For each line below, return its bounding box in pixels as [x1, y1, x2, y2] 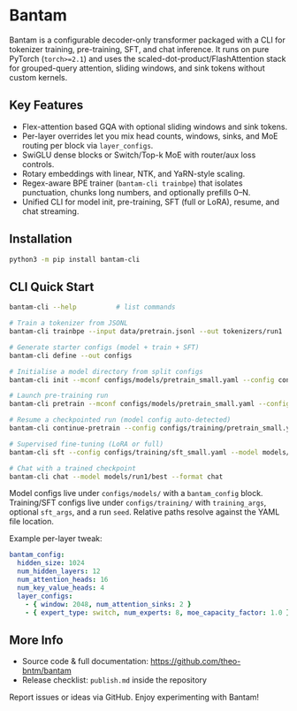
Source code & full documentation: [21, 656, 148, 667]
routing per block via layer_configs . [21, 140, 154, 150]
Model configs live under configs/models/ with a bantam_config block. [9, 488, 263, 499]
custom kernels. [9, 72, 68, 82]
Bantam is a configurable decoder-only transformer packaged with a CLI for [9, 34, 286, 45]
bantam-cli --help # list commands [9, 302, 176, 312]
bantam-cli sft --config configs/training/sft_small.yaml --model [9, 447, 259, 456]
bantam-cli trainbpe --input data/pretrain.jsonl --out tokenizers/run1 [9, 327, 283, 336]
